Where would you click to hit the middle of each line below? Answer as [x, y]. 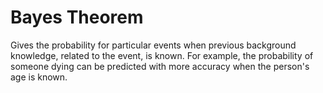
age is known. [39, 77]
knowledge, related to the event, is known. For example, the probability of [162, 55]
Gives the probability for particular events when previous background [153, 45]
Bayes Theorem [77, 17]
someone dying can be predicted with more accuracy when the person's [160, 66]
